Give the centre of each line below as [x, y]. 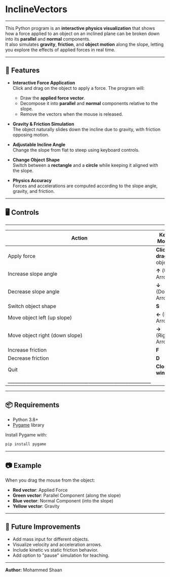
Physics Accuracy [32, 180]
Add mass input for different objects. [51, 539]
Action [79, 238]
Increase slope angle [32, 274]
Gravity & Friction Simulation [43, 124]
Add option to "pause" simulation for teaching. [61, 555]
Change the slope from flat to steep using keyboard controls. [76, 150]
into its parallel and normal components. [48, 39]
